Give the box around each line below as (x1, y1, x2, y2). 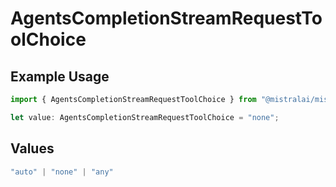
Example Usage (10, 68, 110, 85)
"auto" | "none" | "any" (10, 167, 114, 177)
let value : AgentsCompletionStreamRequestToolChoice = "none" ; (10, 112, 280, 122)
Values (10, 140, 55, 157)
